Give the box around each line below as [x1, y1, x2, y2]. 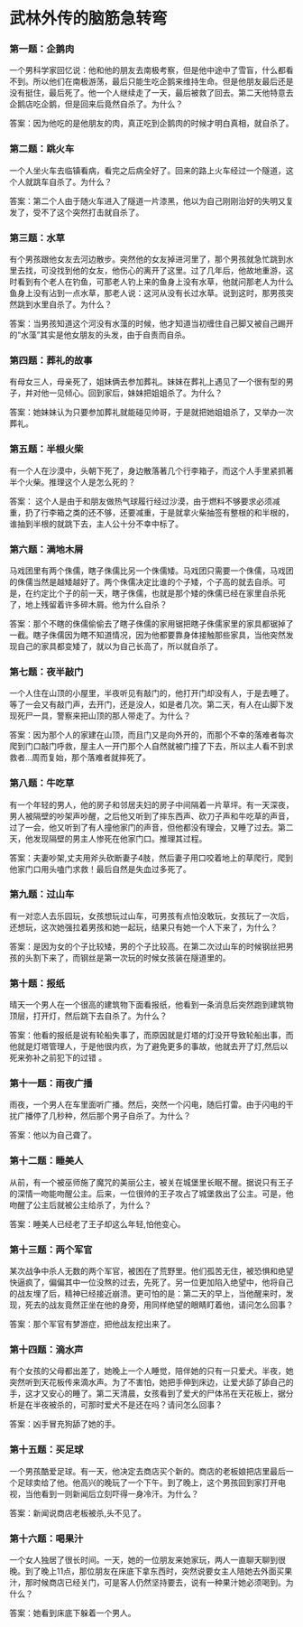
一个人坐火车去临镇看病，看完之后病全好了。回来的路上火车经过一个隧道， [9, 164, 286, 176]
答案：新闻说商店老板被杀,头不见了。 [9, 1507, 147, 1518]
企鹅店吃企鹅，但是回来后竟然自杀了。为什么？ [9, 98, 183, 109]
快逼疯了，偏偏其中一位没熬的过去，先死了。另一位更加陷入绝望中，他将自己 [9, 1277, 294, 1288]
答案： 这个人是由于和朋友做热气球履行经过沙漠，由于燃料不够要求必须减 [9, 496, 280, 507]
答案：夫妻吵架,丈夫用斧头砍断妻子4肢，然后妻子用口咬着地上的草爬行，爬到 [9, 852, 294, 863]
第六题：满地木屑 [9, 543, 84, 555]
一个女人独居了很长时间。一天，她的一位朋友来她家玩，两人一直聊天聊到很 [9, 1554, 286, 1565]
